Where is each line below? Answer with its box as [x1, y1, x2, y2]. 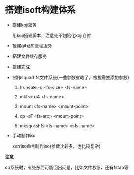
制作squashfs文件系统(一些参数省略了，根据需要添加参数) [12, 74, 130, 80]
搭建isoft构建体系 [5, 4, 76, 16]
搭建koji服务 [12, 22, 37, 28]
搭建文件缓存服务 [12, 53, 47, 59]
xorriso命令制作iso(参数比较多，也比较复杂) [12, 143, 100, 149]
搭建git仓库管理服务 [12, 43, 53, 48]
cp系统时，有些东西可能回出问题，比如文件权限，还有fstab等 [5, 164, 129, 170]
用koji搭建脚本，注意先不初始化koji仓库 [12, 32, 91, 38]
